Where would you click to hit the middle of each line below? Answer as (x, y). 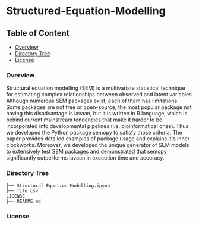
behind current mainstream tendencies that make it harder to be (84, 120)
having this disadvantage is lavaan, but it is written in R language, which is (97, 114)
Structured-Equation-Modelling (86, 11)
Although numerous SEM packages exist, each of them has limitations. (93, 101)
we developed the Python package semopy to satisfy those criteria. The (94, 133)
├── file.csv (22, 191)
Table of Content (38, 33)
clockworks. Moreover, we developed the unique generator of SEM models (98, 145)
